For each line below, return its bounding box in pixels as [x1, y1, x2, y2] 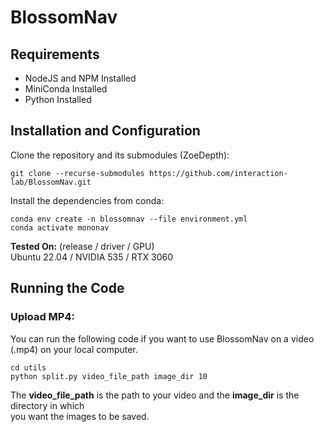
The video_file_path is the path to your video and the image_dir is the [10, 389, 300, 401]
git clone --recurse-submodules [10, 168, 145, 178]
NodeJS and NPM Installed [24, 72, 137, 84]
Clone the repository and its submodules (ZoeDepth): [10, 149, 230, 161]
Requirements [10, 46, 100, 63]
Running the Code [10, 280, 125, 297]
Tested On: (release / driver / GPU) [10, 240, 155, 252]
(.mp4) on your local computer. [10, 343, 138, 355]
